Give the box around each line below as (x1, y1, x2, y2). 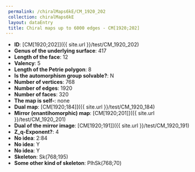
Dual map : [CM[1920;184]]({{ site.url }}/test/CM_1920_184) (14, 103, 155, 110)
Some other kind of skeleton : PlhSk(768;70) (14, 160, 122, 167)
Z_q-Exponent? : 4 (14, 129, 59, 136)
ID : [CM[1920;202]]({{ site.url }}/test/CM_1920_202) (14, 41, 139, 48)
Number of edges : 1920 (14, 85, 73, 92)
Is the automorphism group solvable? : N (14, 72, 114, 79)
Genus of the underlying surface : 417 (14, 48, 107, 55)
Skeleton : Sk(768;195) (14, 153, 69, 160)
